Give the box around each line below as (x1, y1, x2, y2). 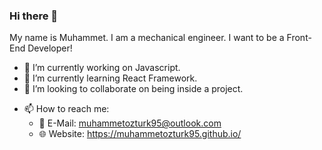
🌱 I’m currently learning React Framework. (23, 72, 198, 84)
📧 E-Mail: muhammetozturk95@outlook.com (38, 117, 222, 129)
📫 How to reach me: (23, 103, 110, 115)
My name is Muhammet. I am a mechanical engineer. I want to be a (9, 32, 285, 44)
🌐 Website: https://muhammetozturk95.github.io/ (38, 128, 242, 140)
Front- (286, 32, 312, 44)
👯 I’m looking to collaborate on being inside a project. (23, 83, 244, 95)
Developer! (27, 42, 73, 54)
